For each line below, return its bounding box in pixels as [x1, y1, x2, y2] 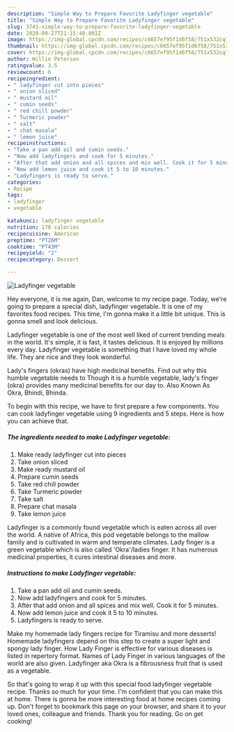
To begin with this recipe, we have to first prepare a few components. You [7, 402, 219, 410]
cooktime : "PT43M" [7, 243, 61, 250]
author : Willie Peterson [7, 56, 79, 63]
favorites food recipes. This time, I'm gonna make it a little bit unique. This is [7, 310, 226, 318]
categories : [7, 178, 42, 185]
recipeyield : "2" [7, 250, 58, 257]
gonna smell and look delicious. [7, 317, 98, 325]
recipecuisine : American [7, 230, 79, 237]
